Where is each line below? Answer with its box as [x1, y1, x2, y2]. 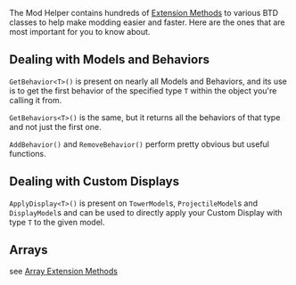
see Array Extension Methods [9, 266, 119, 277]
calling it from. [9, 94, 62, 105]
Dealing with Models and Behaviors [9, 53, 210, 68]
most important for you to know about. [9, 27, 151, 37]
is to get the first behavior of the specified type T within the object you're [9, 85, 277, 96]
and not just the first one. [9, 121, 102, 132]
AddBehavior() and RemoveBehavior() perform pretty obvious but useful [9, 138, 270, 150]
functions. [9, 148, 46, 159]
